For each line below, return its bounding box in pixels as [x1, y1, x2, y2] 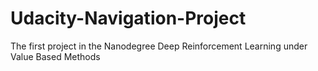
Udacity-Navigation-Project [10, 7, 247, 30]
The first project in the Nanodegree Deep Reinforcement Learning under [10, 40, 308, 52]
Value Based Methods [10, 50, 101, 62]
